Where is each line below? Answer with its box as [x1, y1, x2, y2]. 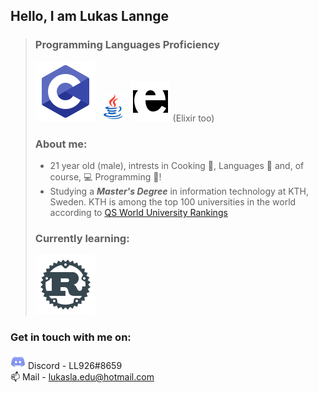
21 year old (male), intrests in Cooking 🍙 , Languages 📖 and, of [49, 159, 305, 171]
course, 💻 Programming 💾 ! [49, 170, 162, 183]
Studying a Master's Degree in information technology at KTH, [49, 185, 310, 197]
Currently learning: [34, 231, 130, 245]
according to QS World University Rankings [49, 206, 228, 218]
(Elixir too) [172, 112, 215, 124]
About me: [34, 137, 88, 151]
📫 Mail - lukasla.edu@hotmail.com [10, 370, 155, 383]
